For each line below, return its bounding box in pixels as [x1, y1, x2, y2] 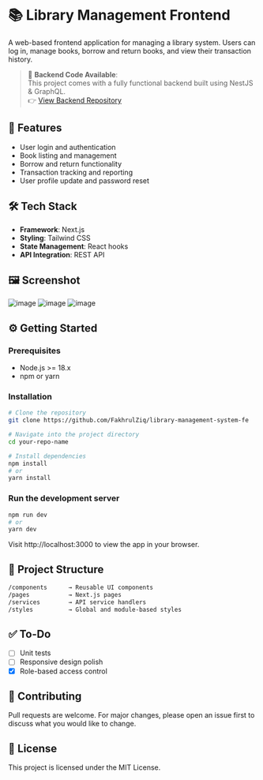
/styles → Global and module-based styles [8, 606, 182, 613]
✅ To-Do [8, 627, 51, 640]
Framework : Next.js [19, 224, 85, 234]
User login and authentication [19, 142, 116, 152]
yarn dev [8, 526, 37, 534]
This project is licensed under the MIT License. [8, 763, 161, 772]
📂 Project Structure [8, 562, 104, 576]
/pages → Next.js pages [8, 591, 122, 598]
